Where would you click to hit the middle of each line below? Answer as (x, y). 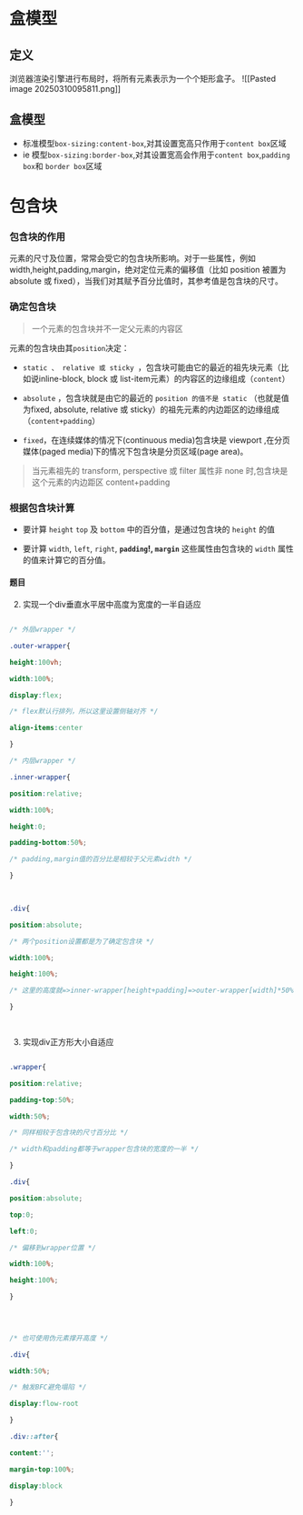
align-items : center (46, 728)
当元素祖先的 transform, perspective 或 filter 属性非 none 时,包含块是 (160, 470)
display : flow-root (44, 1404)
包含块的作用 (38, 236)
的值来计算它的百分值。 (66, 559)
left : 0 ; (24, 1231)
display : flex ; (36, 695)
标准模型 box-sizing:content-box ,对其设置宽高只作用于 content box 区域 (155, 143)
